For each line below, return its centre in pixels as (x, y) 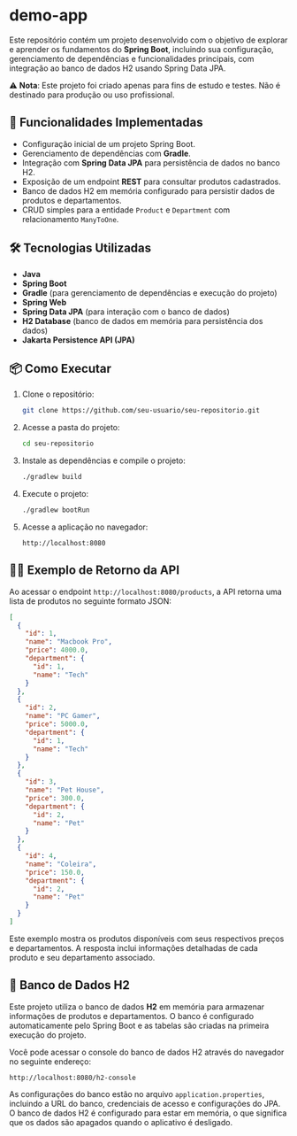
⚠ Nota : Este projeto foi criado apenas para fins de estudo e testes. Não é (145, 85)
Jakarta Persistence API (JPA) (78, 340)
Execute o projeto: (55, 494)
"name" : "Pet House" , (65, 790)
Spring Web (44, 302)
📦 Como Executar (61, 368)
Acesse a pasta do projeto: (71, 428)
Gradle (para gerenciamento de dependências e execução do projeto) (149, 292)
